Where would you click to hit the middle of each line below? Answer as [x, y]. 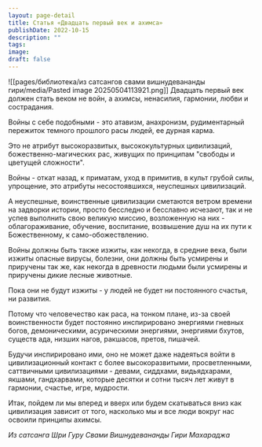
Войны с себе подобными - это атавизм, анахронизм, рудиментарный [126, 122]
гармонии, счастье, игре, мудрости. [69, 387]
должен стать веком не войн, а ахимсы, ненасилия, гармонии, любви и [128, 98]
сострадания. [31, 106]
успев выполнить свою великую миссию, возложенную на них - [116, 218]
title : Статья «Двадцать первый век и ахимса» [86, 23]
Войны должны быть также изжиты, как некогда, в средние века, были [127, 249]
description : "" [35, 37]
